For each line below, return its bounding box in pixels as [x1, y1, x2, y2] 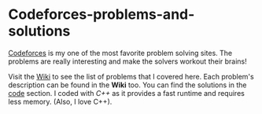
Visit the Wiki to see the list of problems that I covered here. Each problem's [8, 72, 254, 81]
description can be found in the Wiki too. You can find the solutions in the [8, 80, 247, 90]
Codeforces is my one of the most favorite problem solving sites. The [8, 48, 233, 57]
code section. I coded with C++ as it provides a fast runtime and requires [8, 88, 245, 97]
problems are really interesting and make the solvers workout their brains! [8, 57, 248, 66]
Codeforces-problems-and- [8, 6, 195, 24]
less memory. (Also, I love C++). [8, 97, 113, 106]
